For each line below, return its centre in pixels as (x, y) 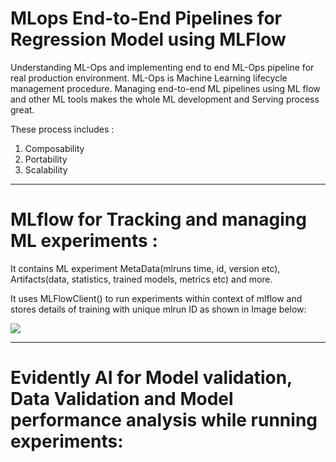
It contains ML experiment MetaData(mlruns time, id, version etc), (145, 268)
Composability (54, 148)
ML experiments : (84, 241)
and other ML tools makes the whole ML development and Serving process (165, 99)
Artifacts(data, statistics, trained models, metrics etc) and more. (141, 279)
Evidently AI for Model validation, (151, 378)
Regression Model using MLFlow (148, 39)
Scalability (46, 169)
